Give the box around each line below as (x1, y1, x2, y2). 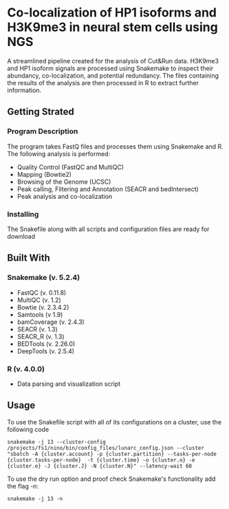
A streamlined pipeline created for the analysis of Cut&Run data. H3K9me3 (7, 56, 219, 65)
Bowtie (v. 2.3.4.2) (17, 303, 69, 311)
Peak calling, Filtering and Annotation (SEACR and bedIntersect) (17, 184, 199, 193)
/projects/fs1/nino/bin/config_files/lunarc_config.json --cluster (7, 444, 205, 451)
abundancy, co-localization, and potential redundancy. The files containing (7, 71, 219, 80)
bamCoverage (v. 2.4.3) (17, 318, 85, 326)
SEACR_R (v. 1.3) (17, 332, 65, 340)
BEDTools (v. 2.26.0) (17, 339, 76, 348)
